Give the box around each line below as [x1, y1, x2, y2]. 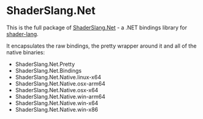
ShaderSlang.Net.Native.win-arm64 [15, 93, 106, 100]
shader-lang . [6, 30, 39, 37]
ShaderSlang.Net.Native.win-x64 [15, 99, 99, 107]
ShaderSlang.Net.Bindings [15, 67, 82, 74]
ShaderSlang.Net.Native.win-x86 [15, 106, 98, 113]
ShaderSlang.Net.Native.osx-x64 [15, 86, 99, 93]
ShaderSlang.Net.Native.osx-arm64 [15, 80, 106, 87]
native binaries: [6, 48, 45, 56]
